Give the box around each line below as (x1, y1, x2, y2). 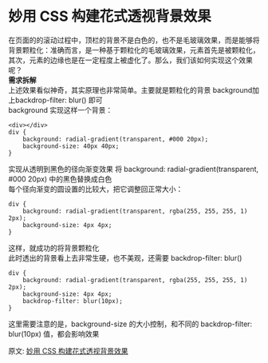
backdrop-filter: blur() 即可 (14, 95, 103, 105)
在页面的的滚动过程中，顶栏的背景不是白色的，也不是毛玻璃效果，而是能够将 (8, 35, 260, 45)
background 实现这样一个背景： (8, 105, 113, 114)
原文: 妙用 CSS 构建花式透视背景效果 (8, 345, 129, 356)
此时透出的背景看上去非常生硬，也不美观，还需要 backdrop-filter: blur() (8, 253, 242, 262)
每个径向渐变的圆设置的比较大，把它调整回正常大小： (8, 184, 183, 193)
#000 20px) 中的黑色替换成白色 (8, 174, 112, 184)
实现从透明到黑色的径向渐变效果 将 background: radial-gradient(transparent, (8, 164, 259, 174)
